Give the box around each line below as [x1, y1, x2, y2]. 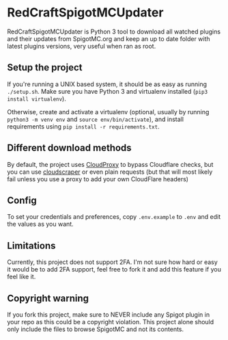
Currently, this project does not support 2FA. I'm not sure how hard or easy [7, 258, 218, 266]
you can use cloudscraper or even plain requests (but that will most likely [7, 168, 213, 176]
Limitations [7, 239, 56, 251]
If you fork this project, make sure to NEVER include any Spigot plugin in [7, 311, 210, 319]
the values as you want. [7, 220, 74, 228]
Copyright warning [7, 292, 89, 304]
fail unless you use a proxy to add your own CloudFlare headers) [7, 174, 189, 183]
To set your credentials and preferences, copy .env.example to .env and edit [7, 213, 220, 221]
